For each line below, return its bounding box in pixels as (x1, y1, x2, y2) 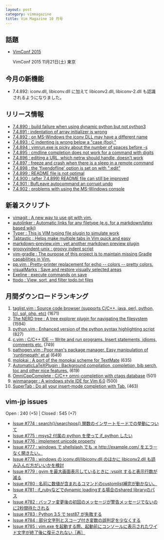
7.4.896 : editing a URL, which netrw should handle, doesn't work (12, 154, 144, 160)
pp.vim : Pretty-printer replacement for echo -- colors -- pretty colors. (12, 261, 154, 267)
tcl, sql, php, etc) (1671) (12, 311, 60, 317)
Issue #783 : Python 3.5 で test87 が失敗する (12, 511, 102, 517)
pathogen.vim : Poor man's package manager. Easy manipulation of (12, 347, 148, 353)
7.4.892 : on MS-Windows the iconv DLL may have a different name (12, 134, 148, 140)
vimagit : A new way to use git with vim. (12, 215, 92, 220)
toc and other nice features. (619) (12, 367, 80, 374)
